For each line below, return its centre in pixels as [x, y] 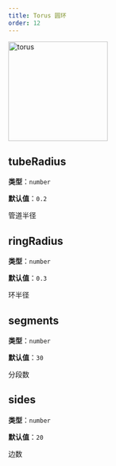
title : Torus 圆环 [37, 16]
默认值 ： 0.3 [28, 278]
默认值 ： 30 [26, 357]
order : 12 [25, 23]
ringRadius [36, 241]
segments [34, 320]
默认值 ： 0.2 [28, 199]
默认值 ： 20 [26, 437]
